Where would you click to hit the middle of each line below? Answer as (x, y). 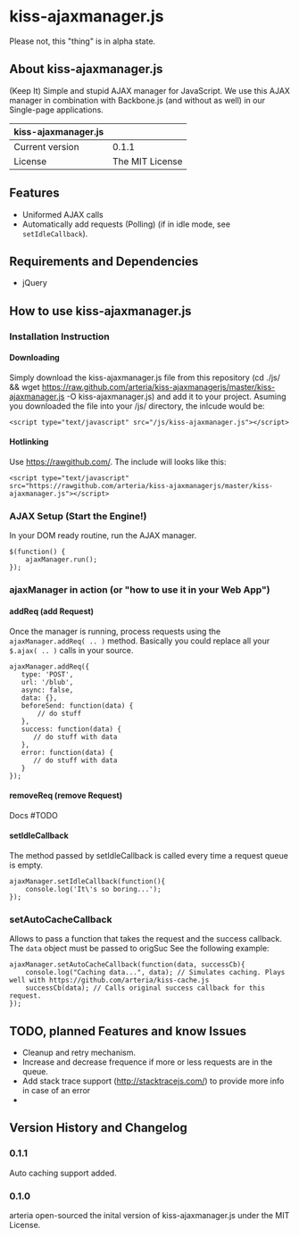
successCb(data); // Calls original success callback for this (145, 988)
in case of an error (56, 1091)
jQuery (34, 283)
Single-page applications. (57, 110)
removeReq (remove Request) (66, 795)
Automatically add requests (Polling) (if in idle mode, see (126, 224)
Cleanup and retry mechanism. (79, 1053)
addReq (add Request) (52, 611)
